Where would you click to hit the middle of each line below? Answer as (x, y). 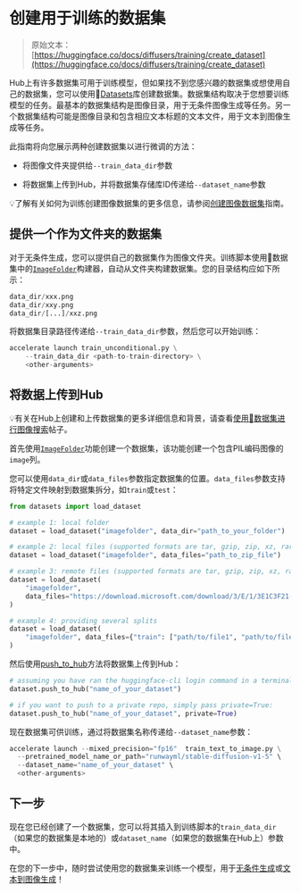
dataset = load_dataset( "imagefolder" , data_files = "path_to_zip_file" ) (145, 555)
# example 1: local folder (59, 522)
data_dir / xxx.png (42, 296)
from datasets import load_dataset (75, 506)
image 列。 (27, 459)
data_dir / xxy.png (42, 305)
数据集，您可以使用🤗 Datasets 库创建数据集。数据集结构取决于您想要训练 (157, 94)
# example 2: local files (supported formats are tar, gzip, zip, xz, (143, 547)
